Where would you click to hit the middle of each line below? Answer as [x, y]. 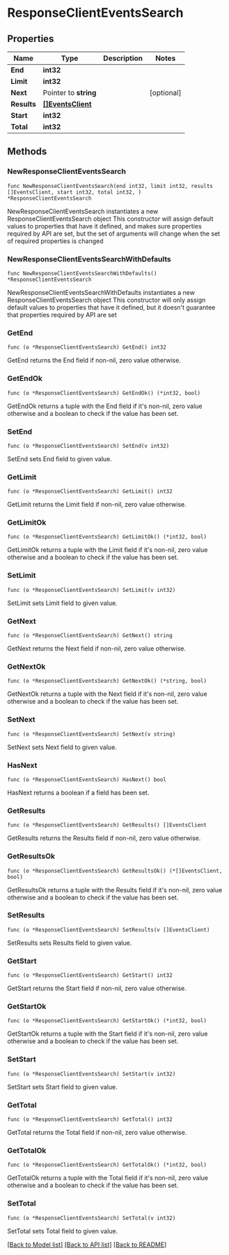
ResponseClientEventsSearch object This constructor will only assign [106, 300]
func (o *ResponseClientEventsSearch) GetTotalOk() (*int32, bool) [107, 1165]
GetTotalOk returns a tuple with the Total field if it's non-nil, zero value [108, 1178]
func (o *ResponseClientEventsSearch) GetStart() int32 [90, 975]
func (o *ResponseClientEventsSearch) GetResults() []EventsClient [107, 825]
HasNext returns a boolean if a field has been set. [78, 792]
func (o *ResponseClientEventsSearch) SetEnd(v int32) [88, 446]
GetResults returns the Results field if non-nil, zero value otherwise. [104, 838]
